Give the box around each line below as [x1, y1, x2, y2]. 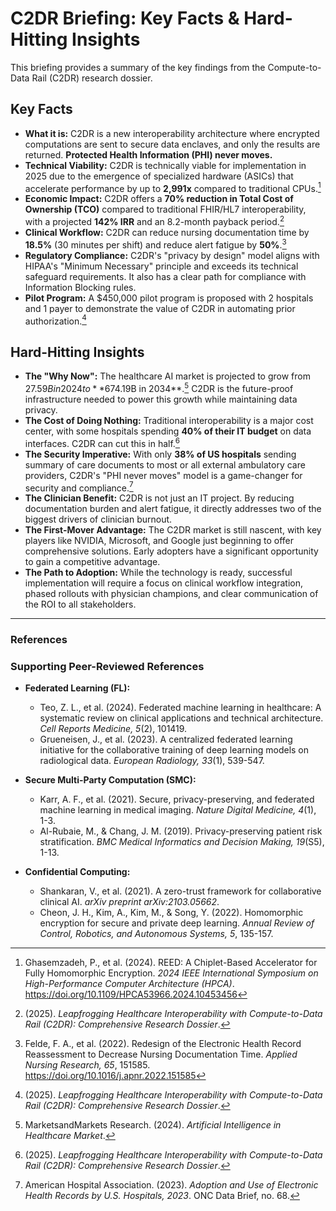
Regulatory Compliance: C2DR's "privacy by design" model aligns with [24, 249, 320, 261]
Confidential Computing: [24, 866, 131, 878]
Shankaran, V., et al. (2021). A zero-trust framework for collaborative [39, 885, 322, 897]
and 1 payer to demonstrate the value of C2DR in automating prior [24, 302, 296, 314]
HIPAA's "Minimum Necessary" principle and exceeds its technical [24, 260, 299, 272]
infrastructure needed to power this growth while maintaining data [24, 393, 298, 405]
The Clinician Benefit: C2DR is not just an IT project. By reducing [24, 492, 295, 504]
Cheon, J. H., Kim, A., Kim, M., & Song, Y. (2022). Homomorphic [39, 907, 304, 919]
